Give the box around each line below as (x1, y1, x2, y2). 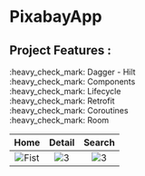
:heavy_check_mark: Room (9, 115, 110, 125)
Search (82, 136, 115, 149)
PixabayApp (9, 6, 102, 27)
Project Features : (9, 43, 111, 58)
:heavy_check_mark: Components (9, 76, 136, 87)
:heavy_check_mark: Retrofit (9, 95, 115, 106)
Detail (48, 136, 75, 149)
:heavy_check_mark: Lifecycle (9, 86, 121, 96)
